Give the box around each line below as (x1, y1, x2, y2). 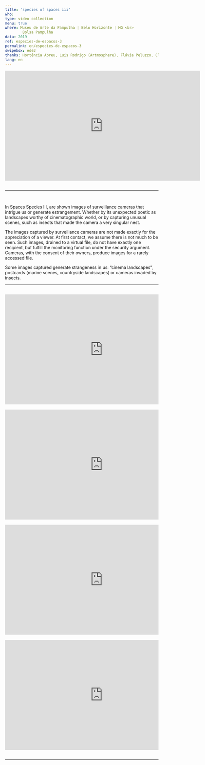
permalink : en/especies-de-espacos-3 (5, 44, 82, 48)
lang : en (5, 57, 23, 62)
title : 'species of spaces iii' (5, 7, 71, 12)
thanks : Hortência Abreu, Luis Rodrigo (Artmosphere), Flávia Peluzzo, (5, 52, 153, 58)
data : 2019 (5, 35, 27, 40)
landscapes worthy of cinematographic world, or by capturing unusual (5, 215, 146, 220)
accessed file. (5, 255, 33, 261)
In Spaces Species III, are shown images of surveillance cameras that (5, 204, 144, 210)
